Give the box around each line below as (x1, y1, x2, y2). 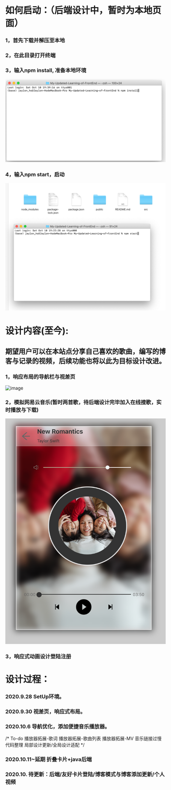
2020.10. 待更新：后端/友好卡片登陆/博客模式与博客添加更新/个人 (5, 771, 165, 778)
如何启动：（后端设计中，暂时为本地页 (5, 5, 162, 16)
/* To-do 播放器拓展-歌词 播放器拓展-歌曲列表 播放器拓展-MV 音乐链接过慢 (5, 735, 162, 742)
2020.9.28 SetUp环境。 (5, 693, 65, 700)
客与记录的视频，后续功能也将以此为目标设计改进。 (5, 356, 166, 365)
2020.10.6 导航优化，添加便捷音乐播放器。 (5, 723, 110, 730)
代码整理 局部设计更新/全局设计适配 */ (5, 742, 85, 748)
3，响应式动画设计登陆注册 (5, 653, 71, 660)
